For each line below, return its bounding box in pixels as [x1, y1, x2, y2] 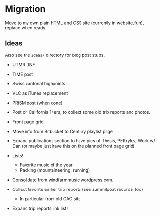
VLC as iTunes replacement [12, 90, 68, 96]
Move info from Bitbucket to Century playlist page [12, 128, 113, 134]
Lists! [12, 152, 24, 158]
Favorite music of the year [19, 162, 73, 168]
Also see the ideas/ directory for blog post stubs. [5, 52, 105, 58]
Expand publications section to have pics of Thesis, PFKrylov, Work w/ [12, 137, 156, 143]
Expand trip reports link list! [12, 205, 68, 211]
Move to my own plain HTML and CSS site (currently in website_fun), [5, 20, 144, 26]
